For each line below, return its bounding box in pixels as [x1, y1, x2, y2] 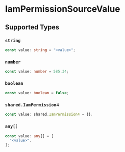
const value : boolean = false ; [5, 91, 69, 96]
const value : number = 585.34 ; [5, 69, 69, 74]
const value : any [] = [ [5, 133, 54, 138]
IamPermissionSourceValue [5, 3, 120, 15]
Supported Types [5, 23, 60, 31]
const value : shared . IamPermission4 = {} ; [5, 112, 93, 117]
